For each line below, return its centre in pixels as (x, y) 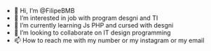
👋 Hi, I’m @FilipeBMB (44, 11)
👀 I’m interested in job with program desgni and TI (86, 18)
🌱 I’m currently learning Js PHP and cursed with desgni (94, 25)
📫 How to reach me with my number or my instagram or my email (109, 40)
